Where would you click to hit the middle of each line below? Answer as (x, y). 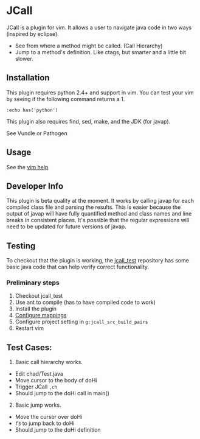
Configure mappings (41, 315)
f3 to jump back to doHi (45, 423)
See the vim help (27, 167)
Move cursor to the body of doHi (56, 381)
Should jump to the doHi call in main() (62, 393)
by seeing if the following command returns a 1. (66, 99)
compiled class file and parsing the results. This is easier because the (94, 207)
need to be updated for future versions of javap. (66, 227)
